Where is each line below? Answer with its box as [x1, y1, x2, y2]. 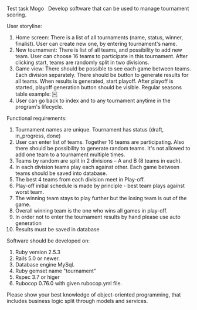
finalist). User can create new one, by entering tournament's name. [15, 41, 178, 47]
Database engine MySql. [15, 261, 75, 268]
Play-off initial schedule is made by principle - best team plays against [15, 182, 185, 189]
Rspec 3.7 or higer [15, 274, 60, 281]
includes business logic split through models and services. [6, 298, 148, 304]
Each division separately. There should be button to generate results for [15, 72, 189, 78]
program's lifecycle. [15, 103, 63, 110]
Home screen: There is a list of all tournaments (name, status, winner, [15, 34, 184, 41]
